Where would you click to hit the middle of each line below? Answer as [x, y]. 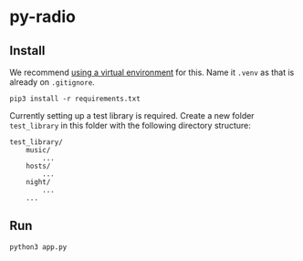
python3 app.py [38, 247]
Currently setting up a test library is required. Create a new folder [132, 115]
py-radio [42, 17]
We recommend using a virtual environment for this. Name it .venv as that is [152, 72]
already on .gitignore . [52, 82]
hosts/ [38, 166]
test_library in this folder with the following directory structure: [130, 125]
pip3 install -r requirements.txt [75, 99]
